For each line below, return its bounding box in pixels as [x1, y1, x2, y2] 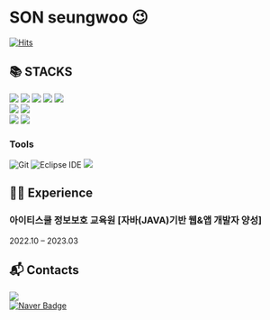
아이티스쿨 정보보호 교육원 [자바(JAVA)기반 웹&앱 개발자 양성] [9, 215, 263, 227]
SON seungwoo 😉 [9, 7, 148, 28]
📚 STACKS [9, 64, 73, 79]
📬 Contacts [9, 262, 79, 278]
